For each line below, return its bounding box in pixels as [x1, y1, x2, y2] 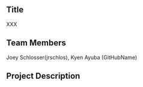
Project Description [6, 71, 81, 81]
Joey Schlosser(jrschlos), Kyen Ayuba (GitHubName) [6, 54, 138, 61]
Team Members [6, 38, 66, 48]
